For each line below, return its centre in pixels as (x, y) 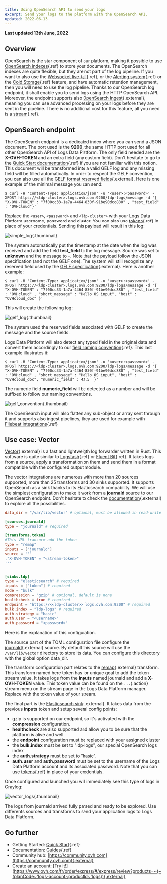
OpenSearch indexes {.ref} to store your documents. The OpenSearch (76, 66)
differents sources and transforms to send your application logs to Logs (79, 812)
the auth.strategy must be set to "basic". (54, 756)
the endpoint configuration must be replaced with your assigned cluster (86, 740)
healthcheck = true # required (38, 600)
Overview (21, 49)
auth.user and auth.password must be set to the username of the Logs (86, 761)
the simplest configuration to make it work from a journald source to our (79, 493)
